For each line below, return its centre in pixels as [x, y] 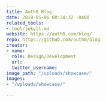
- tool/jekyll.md [28, 28]
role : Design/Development [44, 56]
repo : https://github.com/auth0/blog [53, 40]
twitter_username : [35, 67]
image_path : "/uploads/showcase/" [49, 73]
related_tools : [25, 23]
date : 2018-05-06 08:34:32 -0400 [48, 17]
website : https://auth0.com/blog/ [49, 34]
